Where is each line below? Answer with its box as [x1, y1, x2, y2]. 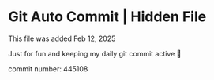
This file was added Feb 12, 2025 [8, 34, 116, 43]
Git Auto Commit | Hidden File [8, 8, 207, 26]
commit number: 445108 [8, 64, 88, 74]
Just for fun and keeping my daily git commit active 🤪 [8, 49, 182, 58]
